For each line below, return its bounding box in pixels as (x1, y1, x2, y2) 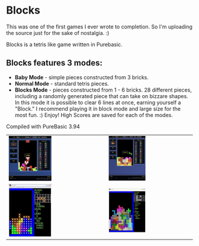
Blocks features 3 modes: (6, 58, 102, 68)
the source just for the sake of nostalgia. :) (6, 29, 110, 36)
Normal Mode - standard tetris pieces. (14, 80, 110, 87)
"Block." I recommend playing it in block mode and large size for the (14, 105, 181, 112)
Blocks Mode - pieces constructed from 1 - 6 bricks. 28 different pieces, (14, 86, 192, 93)
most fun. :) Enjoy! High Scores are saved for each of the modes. (14, 111, 174, 118)
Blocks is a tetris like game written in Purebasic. (6, 41, 123, 48)
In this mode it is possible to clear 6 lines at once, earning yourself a (14, 99, 181, 106)
